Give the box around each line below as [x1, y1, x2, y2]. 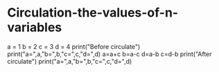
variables [7, 19, 62, 35]
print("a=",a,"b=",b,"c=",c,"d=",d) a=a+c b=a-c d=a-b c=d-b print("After [7, 50, 213, 58]
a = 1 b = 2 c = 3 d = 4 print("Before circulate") [7, 42, 141, 51]
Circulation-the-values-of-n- [7, 5, 179, 21]
